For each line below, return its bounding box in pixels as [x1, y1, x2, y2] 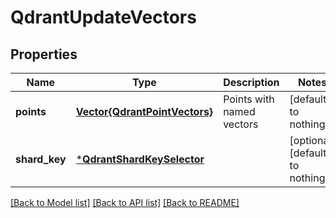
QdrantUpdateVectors [10, 6, 197, 29]
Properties [10, 46, 78, 63]
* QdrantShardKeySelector [75, 152, 205, 166]
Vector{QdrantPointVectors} [75, 105, 214, 118]
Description [223, 76, 280, 89]
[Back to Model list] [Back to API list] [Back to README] [10, 197, 240, 208]
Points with [223, 92, 275, 106]
